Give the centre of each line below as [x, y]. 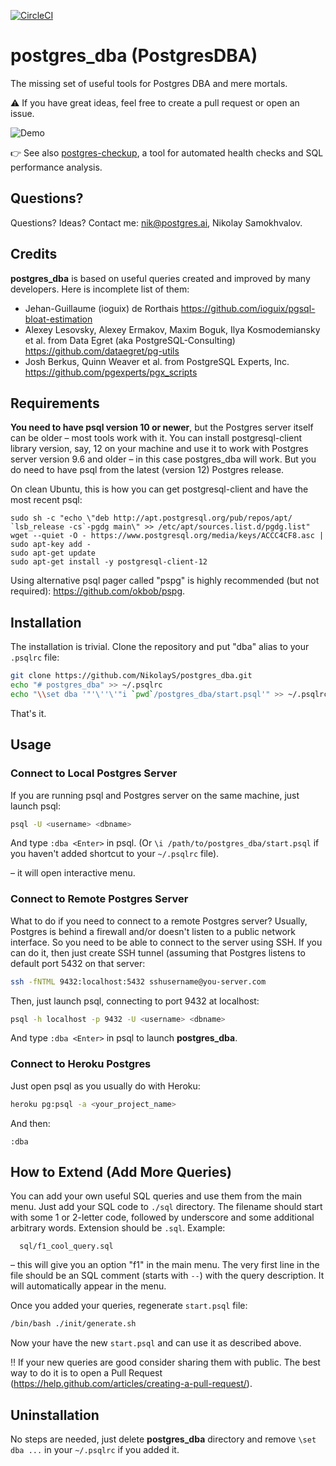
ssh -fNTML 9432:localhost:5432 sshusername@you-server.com [138, 981]
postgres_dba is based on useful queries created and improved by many [160, 278]
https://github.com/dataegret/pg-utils [102, 351]
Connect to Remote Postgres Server [99, 899]
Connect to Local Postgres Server [94, 773]
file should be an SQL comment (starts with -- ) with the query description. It [167, 1276]
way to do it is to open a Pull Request [86, 1373]
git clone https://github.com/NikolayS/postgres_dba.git [131, 676]
